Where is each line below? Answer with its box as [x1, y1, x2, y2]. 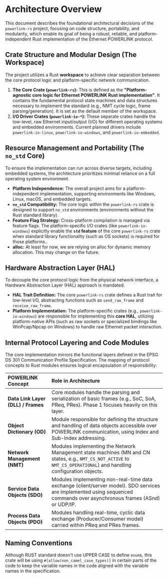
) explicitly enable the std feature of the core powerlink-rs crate [28, 228, 161, 234]
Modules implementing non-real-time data [51, 476, 153, 483]
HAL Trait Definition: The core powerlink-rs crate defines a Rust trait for [12, 292, 162, 298]
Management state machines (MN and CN [51, 449, 150, 456]
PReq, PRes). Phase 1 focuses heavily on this [51, 402, 157, 409]
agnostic [12, 92, 31, 98]
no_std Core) [5, 152, 45, 160]
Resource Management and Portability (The [5, 144, 144, 152]
